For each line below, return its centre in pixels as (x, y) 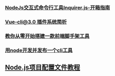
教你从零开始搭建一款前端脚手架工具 (47, 36)
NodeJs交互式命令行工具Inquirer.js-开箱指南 (57, 7)
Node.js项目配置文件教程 (43, 68)
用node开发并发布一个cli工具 (39, 50)
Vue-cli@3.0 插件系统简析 (36, 22)
